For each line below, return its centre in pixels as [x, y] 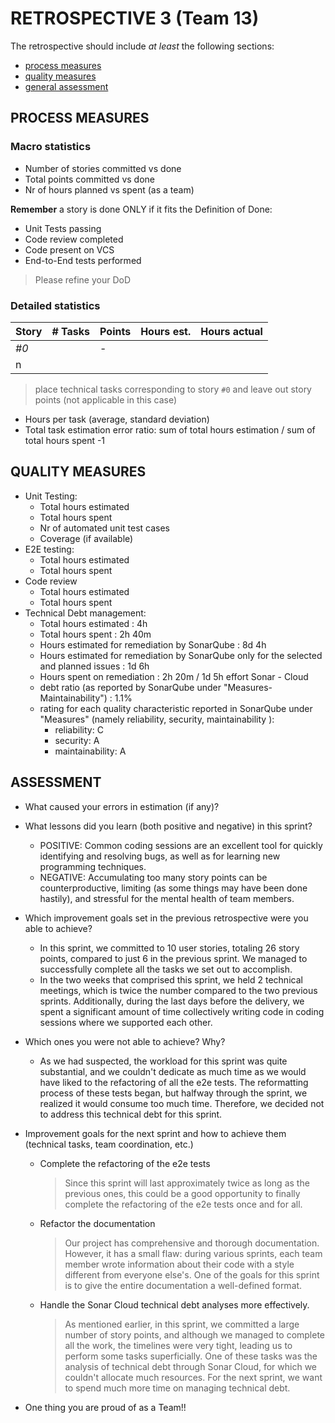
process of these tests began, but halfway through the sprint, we [173, 1093]
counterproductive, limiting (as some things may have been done [173, 888]
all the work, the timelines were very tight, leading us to [178, 1345]
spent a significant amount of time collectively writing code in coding [182, 1011]
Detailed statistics [55, 305]
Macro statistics [51, 147]
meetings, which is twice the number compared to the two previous [178, 990]
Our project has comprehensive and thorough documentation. [192, 1243]
